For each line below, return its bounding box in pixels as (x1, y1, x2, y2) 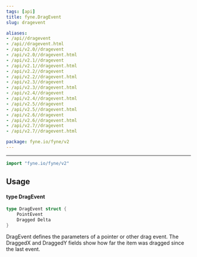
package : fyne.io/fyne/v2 (6, 139, 69, 145)
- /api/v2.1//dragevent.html (6, 63, 77, 69)
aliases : (6, 30, 28, 36)
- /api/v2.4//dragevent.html (6, 96, 77, 102)
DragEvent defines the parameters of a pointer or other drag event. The (6, 233, 179, 240)
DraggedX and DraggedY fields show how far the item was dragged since (6, 239, 185, 246)
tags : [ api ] (6, 8, 35, 15)
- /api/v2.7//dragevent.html (6, 128, 77, 134)
